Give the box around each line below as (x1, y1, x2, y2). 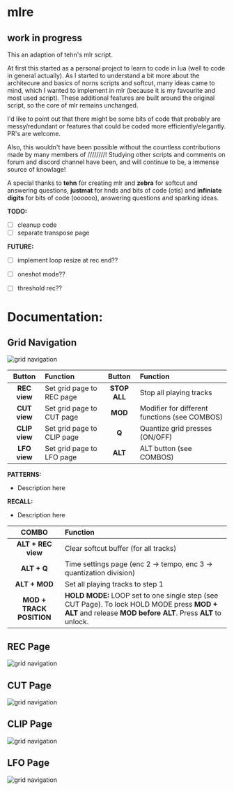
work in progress (7, 32, 82, 44)
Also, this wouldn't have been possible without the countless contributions (7, 143, 221, 151)
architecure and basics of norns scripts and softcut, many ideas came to (7, 79, 215, 87)
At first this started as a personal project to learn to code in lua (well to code (7, 64, 226, 72)
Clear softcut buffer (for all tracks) (65, 544, 177, 554)
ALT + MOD (15, 579, 54, 589)
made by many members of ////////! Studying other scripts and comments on (7, 151, 226, 158)
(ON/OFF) (139, 432, 173, 442)
